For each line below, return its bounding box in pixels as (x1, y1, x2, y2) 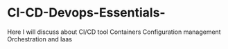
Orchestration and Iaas (7, 35, 73, 43)
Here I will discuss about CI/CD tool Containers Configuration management (7, 28, 221, 36)
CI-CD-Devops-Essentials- (7, 5, 166, 21)
